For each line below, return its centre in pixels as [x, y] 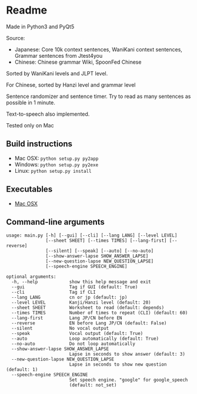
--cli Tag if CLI [54, 293]
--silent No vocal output [60, 329]
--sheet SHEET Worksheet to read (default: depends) [88, 308]
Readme [27, 10]
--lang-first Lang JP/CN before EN [67, 318]
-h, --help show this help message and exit [81, 282]
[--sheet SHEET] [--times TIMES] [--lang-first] [106, 241]
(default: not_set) [93, 385]
